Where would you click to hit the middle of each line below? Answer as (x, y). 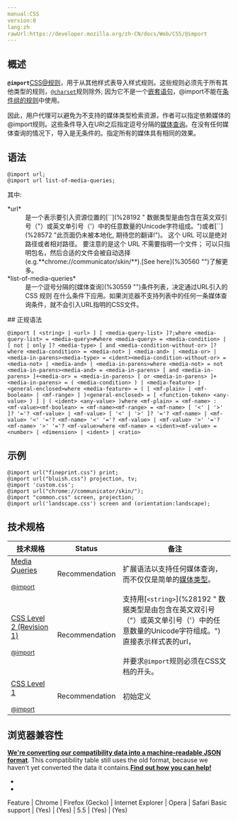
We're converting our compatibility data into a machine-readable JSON (114, 753)
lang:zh (19, 27)
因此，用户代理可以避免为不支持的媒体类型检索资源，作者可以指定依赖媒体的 (119, 116)
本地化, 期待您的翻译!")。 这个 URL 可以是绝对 (161, 235)
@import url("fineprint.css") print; (63, 472)
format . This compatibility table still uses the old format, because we (108, 760)
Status (86, 548)
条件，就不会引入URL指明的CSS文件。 (87, 304)
